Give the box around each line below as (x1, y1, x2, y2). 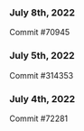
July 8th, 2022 (9, 6, 75, 19)
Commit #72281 (9, 113, 69, 124)
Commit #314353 (9, 70, 74, 80)
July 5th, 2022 (9, 50, 75, 62)
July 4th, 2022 (9, 92, 76, 105)
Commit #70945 (9, 27, 70, 38)
